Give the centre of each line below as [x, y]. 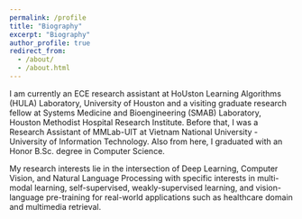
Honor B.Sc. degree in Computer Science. [87, 151]
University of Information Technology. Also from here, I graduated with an [146, 141]
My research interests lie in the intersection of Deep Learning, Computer [144, 169]
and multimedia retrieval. [55, 206]
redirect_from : [38, 51]
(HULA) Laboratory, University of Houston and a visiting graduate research [148, 103]
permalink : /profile [48, 18]
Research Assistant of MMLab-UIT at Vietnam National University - [134, 132]
